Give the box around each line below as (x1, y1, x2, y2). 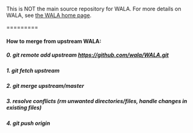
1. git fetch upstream (6, 66, 60, 74)
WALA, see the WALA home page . (6, 12, 92, 19)
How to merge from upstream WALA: (6, 37, 102, 45)
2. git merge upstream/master (6, 82, 84, 89)
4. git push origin (6, 119, 51, 127)
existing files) (6, 104, 42, 112)
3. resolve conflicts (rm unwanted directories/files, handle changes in (6, 98, 188, 105)
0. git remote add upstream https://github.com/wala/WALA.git (6, 51, 169, 59)
